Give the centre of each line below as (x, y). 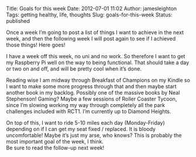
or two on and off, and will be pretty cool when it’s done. (74, 69)
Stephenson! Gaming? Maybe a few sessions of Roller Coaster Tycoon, (92, 99)
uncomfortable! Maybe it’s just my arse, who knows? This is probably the (94, 135)
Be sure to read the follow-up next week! (55, 148)
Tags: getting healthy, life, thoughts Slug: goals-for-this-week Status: (89, 15)
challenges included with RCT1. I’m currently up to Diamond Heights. (89, 111)
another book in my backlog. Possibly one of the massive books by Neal (93, 93)
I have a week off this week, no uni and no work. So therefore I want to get (96, 56)
